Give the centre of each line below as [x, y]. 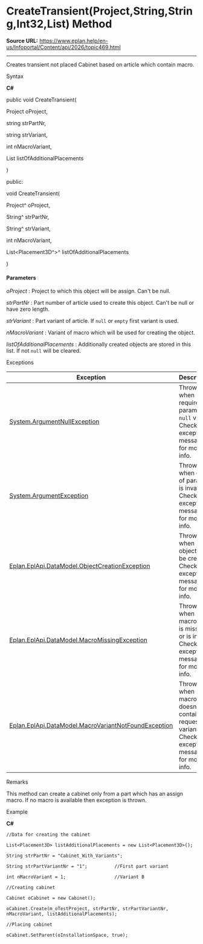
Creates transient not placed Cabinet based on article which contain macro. [100, 64]
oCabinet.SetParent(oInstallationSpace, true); [67, 936]
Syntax [15, 76]
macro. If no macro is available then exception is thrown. [76, 800]
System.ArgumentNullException [54, 422]
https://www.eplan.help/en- [74, 41]
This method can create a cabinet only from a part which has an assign [95, 794]
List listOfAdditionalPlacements [45, 158]
